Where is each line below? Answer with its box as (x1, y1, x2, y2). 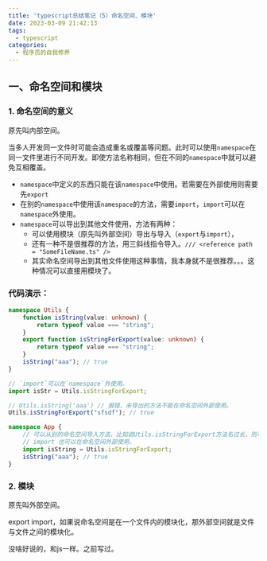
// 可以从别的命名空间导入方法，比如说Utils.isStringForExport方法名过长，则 (22, 430, 257, 438)
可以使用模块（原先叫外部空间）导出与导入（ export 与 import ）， (31, 228, 238, 239)
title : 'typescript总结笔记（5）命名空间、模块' (8, 11, 157, 20)
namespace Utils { (8, 306, 69, 314)
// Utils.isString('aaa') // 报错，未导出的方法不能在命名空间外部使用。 (8, 401, 233, 410)
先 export (19, 189, 49, 199)
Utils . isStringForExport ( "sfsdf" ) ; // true (8, 409, 155, 417)
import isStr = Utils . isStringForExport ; (8, 387, 148, 395)
